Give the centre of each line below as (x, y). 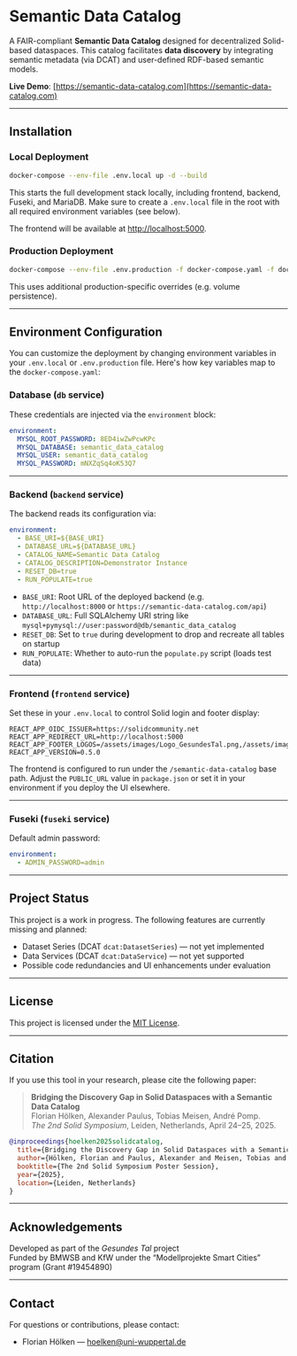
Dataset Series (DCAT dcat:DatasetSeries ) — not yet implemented (143, 946)
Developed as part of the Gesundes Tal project (94, 1248)
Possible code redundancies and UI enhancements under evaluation (146, 965)
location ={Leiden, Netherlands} (77, 1183)
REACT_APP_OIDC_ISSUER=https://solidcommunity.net (104, 729)
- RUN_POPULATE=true (55, 579)
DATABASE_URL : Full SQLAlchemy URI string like (105, 615)
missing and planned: (48, 929)
